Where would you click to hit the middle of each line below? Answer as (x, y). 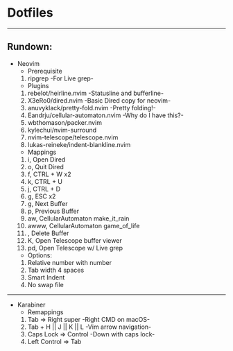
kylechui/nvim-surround (62, 130)
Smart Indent (46, 277)
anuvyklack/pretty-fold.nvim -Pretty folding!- (92, 108)
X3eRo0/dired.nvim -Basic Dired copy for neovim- (99, 100)
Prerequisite (45, 71)
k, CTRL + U (45, 181)
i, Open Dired (46, 159)
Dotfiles (30, 13)
